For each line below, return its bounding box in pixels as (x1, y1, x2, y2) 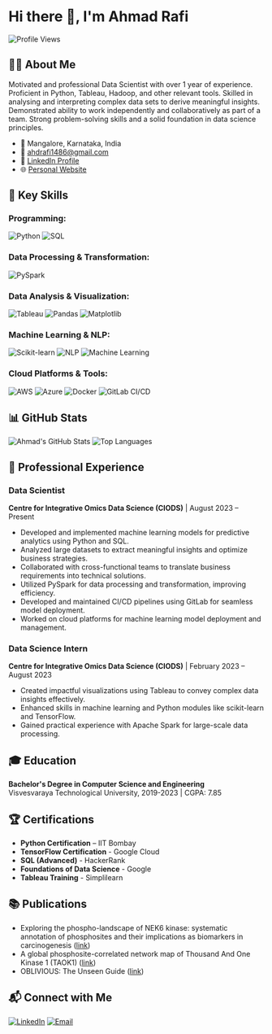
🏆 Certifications (8, 813, 95, 827)
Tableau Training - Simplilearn (19, 873, 123, 883)
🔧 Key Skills (8, 189, 69, 203)
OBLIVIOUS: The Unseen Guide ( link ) (19, 966, 145, 975)
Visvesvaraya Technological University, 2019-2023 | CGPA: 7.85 (8, 788, 222, 798)
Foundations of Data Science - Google (19, 864, 152, 874)
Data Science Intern (8, 643, 89, 654)
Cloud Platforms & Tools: (8, 368, 108, 379)
